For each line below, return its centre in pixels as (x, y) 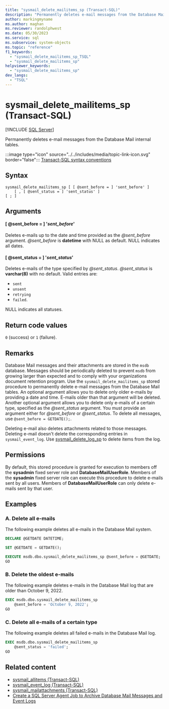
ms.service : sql (22, 38)
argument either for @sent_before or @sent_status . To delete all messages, (83, 413)
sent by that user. (35, 488)
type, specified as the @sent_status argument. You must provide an (75, 408)
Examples (21, 504)
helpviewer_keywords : (28, 66)
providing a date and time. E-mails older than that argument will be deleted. (83, 397)
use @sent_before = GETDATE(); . (38, 418)
